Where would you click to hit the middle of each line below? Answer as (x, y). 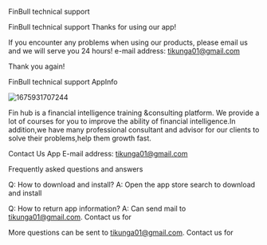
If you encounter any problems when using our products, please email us (128, 42)
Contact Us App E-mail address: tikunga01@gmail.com (98, 154)
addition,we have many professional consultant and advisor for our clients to (134, 130)
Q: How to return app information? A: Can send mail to (97, 208)
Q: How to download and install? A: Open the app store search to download (132, 184)
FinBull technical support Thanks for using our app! (92, 27)
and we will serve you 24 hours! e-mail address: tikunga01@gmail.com (124, 51)
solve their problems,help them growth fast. (80, 138)
